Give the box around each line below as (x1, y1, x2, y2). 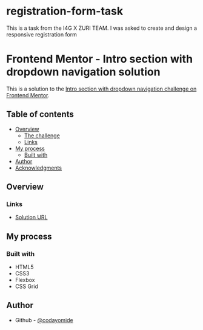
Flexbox (15, 277, 35, 284)
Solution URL (15, 214, 48, 221)
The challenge (24, 132, 61, 139)
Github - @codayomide (15, 316, 74, 323)
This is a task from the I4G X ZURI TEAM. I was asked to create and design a (6, 24, 198, 32)
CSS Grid (15, 283, 38, 290)
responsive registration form (6, 30, 78, 38)
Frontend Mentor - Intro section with (6, 52, 193, 66)
